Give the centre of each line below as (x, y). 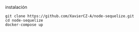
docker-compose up (24, 25)
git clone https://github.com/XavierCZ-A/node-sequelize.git (70, 16)
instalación (16, 7)
